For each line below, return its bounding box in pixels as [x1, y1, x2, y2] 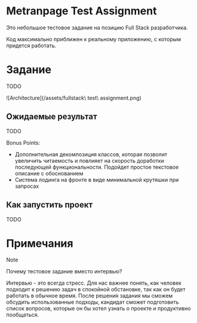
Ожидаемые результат [6, 112, 97, 122]
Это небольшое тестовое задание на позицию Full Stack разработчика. [6, 24, 188, 31]
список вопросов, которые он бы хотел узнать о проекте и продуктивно [6, 305, 191, 312]
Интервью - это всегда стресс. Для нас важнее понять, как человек [6, 279, 182, 287]
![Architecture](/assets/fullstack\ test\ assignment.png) [6, 94, 141, 101]
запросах [14, 182, 39, 190]
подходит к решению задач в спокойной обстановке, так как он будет [6, 286, 186, 293]
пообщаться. [6, 311, 39, 318]
